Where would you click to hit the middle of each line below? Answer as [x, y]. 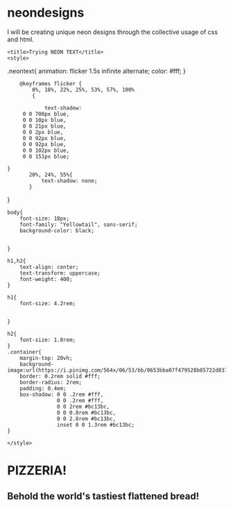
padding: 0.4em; [43, 388]
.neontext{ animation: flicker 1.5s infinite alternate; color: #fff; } [96, 71]
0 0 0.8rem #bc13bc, [86, 413]
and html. [21, 39]
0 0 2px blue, [43, 132]
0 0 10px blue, [45, 120]
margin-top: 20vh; [46, 358]
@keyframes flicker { [51, 84]
